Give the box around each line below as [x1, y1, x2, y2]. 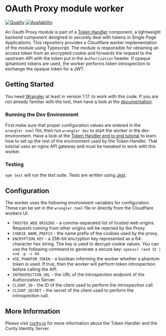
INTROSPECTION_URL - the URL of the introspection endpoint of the [12, 272, 145, 278]
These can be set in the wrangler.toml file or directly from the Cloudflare [5, 205, 154, 211]
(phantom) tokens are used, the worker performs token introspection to [5, 60, 151, 66]
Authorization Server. [12, 277, 56, 283]
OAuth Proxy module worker [5, 3, 124, 14]
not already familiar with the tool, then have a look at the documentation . [5, 99, 153, 105]
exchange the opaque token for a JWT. [5, 65, 85, 72]
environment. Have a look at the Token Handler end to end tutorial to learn [5, 133, 157, 139]
